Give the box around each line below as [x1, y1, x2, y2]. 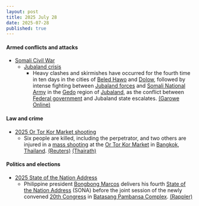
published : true [6, 25, 46, 32]
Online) [32, 101, 51, 108]
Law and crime [6, 115, 43, 122]
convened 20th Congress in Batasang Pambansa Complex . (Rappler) [23, 193, 193, 200]
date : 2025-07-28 [6, 20, 49, 26]
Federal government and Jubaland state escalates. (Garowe [32, 95, 180, 102]
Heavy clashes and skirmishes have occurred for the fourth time [32, 70, 191, 77]
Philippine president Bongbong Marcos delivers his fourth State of [23, 180, 186, 188]
